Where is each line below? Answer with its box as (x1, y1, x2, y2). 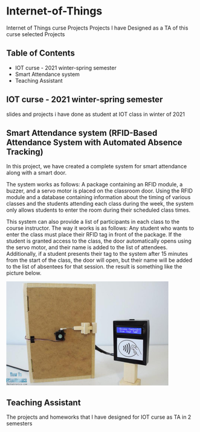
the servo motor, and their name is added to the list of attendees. (6, 244, 168, 251)
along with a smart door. (6, 169, 67, 176)
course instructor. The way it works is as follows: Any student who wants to (6, 224, 195, 232)
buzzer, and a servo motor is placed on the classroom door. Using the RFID (6, 187, 193, 194)
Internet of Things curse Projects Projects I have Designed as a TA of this (6, 24, 189, 31)
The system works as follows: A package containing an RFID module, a (6, 181, 183, 188)
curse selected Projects (6, 30, 65, 37)
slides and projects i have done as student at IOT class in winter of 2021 (6, 110, 185, 118)
